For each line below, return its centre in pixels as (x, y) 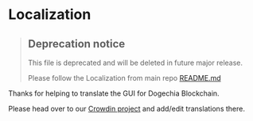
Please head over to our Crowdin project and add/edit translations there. (127, 109)
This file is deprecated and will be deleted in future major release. (135, 62)
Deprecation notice (76, 44)
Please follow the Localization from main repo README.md (124, 78)
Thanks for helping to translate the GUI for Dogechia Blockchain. (114, 93)
